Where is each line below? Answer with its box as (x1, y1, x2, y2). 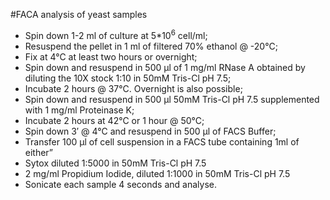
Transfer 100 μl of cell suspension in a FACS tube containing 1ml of (24, 135, 300, 148)
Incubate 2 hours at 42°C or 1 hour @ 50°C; (24, 114, 205, 126)
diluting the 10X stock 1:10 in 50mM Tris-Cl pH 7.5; (24, 72, 232, 84)
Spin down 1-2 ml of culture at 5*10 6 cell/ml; (24, 28, 208, 41)
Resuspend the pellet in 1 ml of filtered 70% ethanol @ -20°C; (24, 40, 278, 52)
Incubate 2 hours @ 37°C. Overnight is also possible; (24, 82, 243, 94)
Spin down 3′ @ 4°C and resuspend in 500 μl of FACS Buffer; (24, 125, 277, 137)
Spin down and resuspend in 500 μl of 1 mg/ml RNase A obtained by (24, 61, 306, 73)
